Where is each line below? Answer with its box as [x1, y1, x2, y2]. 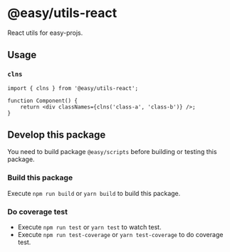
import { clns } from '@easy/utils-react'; [7, 84, 139, 92]
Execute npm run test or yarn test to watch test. [17, 223, 162, 231]
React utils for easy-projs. [7, 28, 83, 37]
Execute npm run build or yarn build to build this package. [7, 189, 181, 197]
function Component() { [7, 97, 78, 104]
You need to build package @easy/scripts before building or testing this [7, 148, 217, 156]
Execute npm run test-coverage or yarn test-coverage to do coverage [17, 231, 224, 239]
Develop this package [7, 129, 106, 141]
